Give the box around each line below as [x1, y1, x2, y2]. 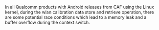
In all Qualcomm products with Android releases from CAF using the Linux [5, 4, 154, 10]
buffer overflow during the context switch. [5, 19, 90, 25]
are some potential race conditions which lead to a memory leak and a [5, 15, 147, 20]
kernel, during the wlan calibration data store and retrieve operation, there [5, 9, 154, 15]
